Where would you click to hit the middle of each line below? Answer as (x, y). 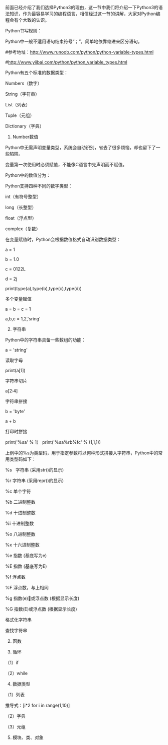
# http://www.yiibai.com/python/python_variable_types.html (66, 62)
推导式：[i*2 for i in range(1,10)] (38, 705)
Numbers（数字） (24, 83)
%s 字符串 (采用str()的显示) (35, 470)
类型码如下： (23, 459)
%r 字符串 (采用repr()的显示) (35, 481)
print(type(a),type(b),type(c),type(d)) (43, 288)
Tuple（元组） (20, 115)
